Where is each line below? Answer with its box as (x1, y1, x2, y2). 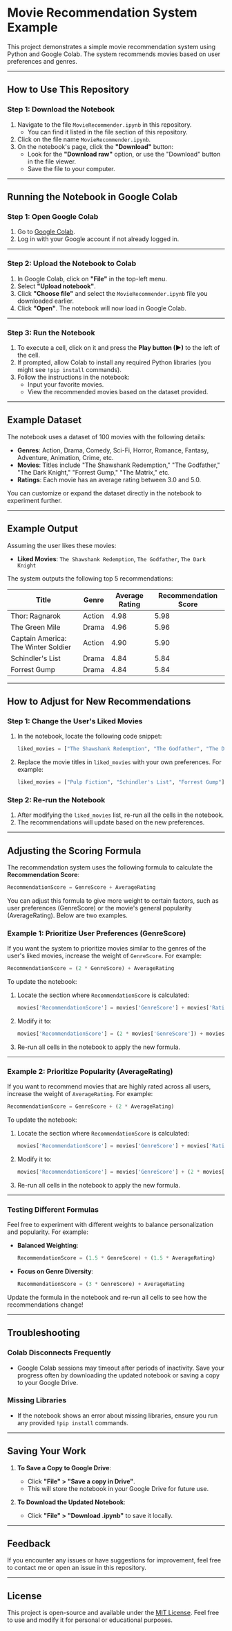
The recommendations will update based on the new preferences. (17, 818, 205, 827)
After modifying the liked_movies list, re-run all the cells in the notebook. (17, 811, 224, 819)
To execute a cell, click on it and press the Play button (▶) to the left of (17, 343, 220, 351)
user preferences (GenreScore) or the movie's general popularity (7, 903, 192, 912)
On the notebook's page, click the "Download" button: (17, 142, 174, 150)
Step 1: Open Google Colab (7, 211, 99, 221)
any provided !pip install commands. (17, 1418, 129, 1427)
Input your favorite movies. (27, 380, 104, 389)
